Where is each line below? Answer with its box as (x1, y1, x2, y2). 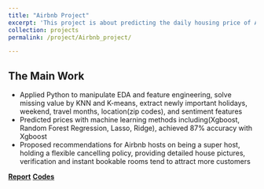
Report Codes (8, 172, 55, 181)
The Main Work (8, 69, 85, 82)
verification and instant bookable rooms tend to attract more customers (19, 157, 251, 166)
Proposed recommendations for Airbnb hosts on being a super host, (19, 140, 240, 150)
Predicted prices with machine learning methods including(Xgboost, (19, 115, 240, 125)
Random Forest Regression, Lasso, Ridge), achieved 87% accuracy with (19, 123, 253, 133)
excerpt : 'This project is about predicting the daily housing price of (8, 19, 251, 27)
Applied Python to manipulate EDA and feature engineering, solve (19, 90, 232, 100)
